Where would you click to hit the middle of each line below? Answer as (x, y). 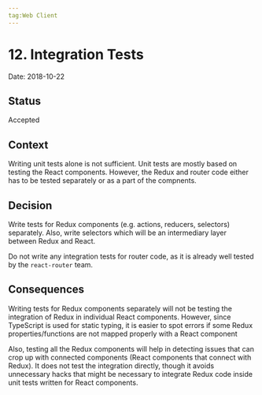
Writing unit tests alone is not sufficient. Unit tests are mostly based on (123, 164)
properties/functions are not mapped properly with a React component (123, 334)
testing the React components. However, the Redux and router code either (129, 172)
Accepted (24, 120)
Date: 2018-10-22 (37, 76)
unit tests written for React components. (73, 382)
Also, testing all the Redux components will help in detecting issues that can (131, 348)
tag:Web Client (33, 15)
